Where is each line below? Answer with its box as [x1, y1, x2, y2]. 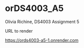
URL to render [5, 28, 33, 34]
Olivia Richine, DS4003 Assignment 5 [5, 19, 80, 24]
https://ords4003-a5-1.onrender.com [5, 37, 79, 43]
